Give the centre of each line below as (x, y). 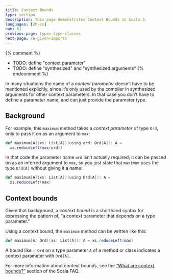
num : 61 (14, 29)
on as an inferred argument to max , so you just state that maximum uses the (82, 163)
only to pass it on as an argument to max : (48, 134)
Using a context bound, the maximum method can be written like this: (76, 231)
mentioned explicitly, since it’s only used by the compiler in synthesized (80, 89)
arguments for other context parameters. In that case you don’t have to (80, 94)
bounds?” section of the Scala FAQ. (42, 271)
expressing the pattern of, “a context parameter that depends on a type (80, 216)
